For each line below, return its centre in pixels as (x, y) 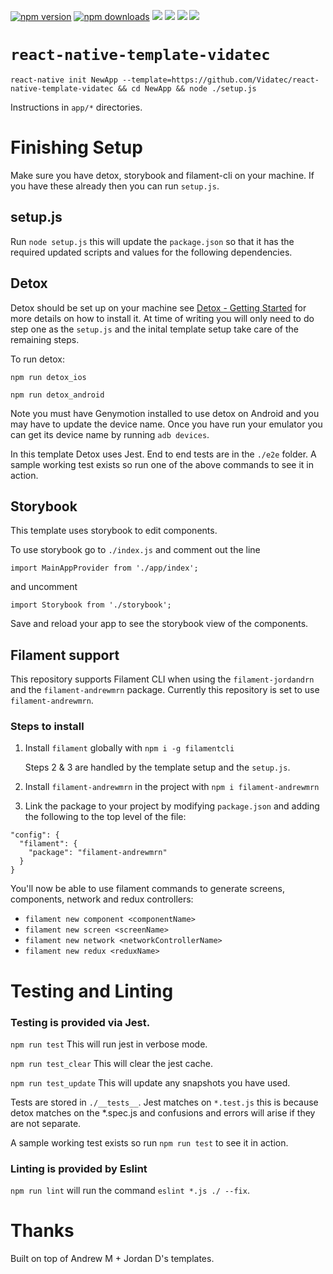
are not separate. (46, 1123)
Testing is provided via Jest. (80, 1022)
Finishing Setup (76, 147)
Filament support (65, 655)
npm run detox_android (57, 395)
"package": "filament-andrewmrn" (98, 853)
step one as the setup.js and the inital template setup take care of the (154, 329)
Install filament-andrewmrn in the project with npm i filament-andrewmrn (172, 787)
